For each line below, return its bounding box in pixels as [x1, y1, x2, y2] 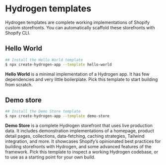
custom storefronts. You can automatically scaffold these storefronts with [5, 24, 155, 30]
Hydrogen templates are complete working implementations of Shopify [5, 19, 150, 25]
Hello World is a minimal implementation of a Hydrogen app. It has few [5, 71, 150, 77]
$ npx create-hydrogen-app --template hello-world [5, 62, 112, 67]
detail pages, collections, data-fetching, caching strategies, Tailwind [5, 133, 145, 139]
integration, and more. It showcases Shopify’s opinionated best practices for [5, 138, 161, 144]
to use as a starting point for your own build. [5, 154, 96, 160]
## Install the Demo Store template [5, 109, 81, 114]
